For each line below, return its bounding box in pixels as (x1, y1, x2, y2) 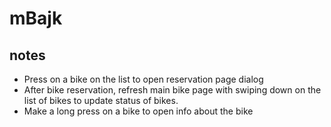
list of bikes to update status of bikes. (23, 95, 179, 106)
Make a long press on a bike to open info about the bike (23, 105, 254, 117)
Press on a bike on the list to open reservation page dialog (23, 73, 264, 85)
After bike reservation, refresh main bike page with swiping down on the (23, 84, 322, 96)
